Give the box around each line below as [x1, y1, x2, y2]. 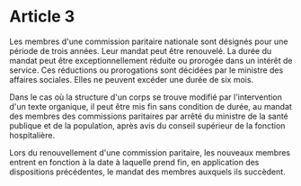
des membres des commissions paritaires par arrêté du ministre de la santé [9, 111, 289, 121]
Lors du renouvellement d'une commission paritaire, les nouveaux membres [9, 146, 290, 158]
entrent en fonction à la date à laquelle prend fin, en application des [9, 156, 260, 167]
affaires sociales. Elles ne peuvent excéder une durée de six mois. [9, 74, 254, 84]
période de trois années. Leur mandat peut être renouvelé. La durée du [9, 45, 272, 56]
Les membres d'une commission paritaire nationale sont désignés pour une [9, 36, 288, 47]
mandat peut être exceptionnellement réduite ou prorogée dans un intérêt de [9, 55, 294, 66]
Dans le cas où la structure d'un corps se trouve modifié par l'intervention [9, 92, 283, 102]
